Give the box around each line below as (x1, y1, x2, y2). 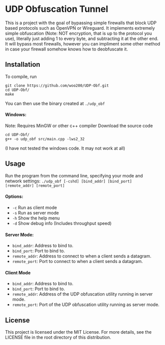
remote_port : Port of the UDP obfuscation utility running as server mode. (12, 302, 160, 307)
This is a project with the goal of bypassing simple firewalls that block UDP (5, 20, 157, 26)
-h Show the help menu (12, 215, 60, 221)
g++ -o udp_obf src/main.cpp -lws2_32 (5, 136, 85, 141)
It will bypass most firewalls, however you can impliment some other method (5, 41, 161, 46)
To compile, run (5, 73, 37, 80)
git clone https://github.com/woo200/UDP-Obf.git (5, 83, 109, 88)
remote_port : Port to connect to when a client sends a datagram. (12, 259, 143, 264)
